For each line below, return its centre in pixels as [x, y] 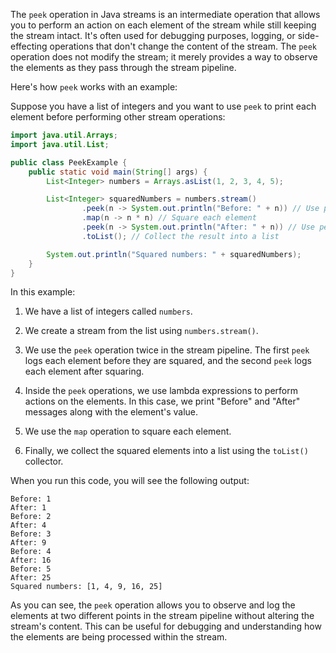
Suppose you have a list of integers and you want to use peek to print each [163, 106]
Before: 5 [31, 569]
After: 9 [28, 543]
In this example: [43, 292]
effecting [29, 46]
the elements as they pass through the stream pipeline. [123, 67]
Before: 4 [31, 552]
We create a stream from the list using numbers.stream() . [141, 331]
